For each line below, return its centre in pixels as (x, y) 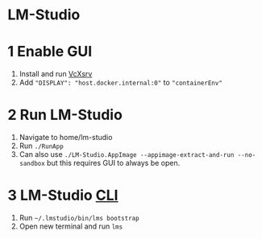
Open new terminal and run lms (71, 226)
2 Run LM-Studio (65, 115)
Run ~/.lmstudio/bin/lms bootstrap (79, 218)
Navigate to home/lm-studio (66, 138)
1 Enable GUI (50, 52)
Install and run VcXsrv (56, 74)
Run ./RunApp (41, 146)
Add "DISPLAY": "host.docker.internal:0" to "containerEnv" (121, 83)
